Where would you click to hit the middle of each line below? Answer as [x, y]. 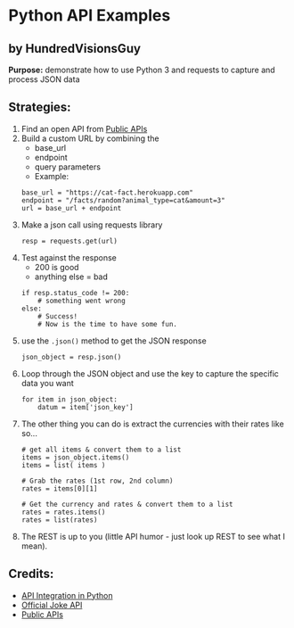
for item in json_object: [69, 399]
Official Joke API [52, 605]
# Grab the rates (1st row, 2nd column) [97, 481]
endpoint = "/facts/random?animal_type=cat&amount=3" [123, 200]
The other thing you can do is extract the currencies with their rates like [152, 424]
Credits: [31, 574]
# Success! [58, 316]
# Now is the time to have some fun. [107, 324]
